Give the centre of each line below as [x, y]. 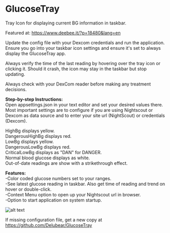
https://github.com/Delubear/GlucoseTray [49, 225]
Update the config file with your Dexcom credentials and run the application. [85, 42]
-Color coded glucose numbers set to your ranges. [58, 178]
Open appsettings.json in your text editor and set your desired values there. [84, 104]
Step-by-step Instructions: [34, 99]
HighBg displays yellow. [30, 131]
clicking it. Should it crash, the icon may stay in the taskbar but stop [76, 69]
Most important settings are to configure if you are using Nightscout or [79, 110]
